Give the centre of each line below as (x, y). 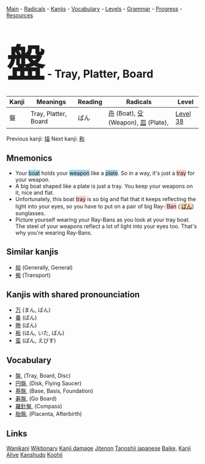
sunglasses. (30, 213)
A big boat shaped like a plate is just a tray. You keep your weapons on (104, 186)
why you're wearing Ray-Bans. (54, 232)
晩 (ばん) (26, 325)
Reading (90, 101)
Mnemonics (30, 158)
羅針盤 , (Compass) (39, 407)
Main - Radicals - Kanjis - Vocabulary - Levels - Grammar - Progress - (95, 9)
